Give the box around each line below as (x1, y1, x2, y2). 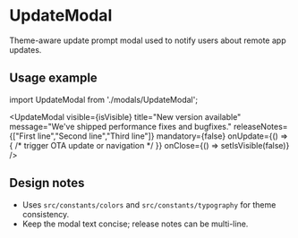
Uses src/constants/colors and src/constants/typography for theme (21, 199, 277, 210)
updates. (9, 44, 42, 55)
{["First (9, 131, 36, 141)
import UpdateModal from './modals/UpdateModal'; (9, 94, 199, 105)
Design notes (9, 175, 85, 191)
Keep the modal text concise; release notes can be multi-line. (21, 218, 249, 229)
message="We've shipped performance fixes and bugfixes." (9, 121, 233, 132)
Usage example (9, 71, 98, 86)
